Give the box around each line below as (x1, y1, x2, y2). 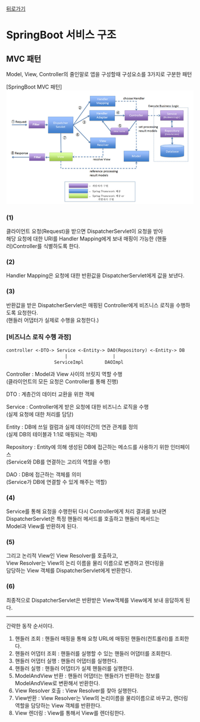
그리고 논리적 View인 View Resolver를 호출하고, (6, 552, 118, 560)
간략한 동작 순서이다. (6, 622, 54, 629)
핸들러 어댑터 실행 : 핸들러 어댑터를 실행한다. (14, 657, 118, 664)
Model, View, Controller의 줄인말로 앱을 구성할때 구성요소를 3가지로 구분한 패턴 (6, 71, 192, 77)
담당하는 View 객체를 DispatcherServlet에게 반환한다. (6, 567, 132, 574)
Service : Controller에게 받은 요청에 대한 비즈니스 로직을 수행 (6, 403, 149, 410)
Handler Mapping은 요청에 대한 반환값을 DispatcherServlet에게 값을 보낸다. (6, 272, 185, 279)
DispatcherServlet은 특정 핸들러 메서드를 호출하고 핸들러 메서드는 (6, 515, 160, 523)
